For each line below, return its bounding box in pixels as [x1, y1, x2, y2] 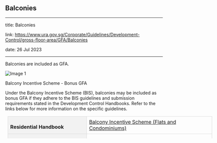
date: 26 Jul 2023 [5, 46, 42, 52]
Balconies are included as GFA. [5, 61, 69, 67]
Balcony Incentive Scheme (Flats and [89, 119, 176, 126]
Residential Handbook [10, 124, 64, 131]
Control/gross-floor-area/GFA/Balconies [5, 37, 88, 43]
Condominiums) [89, 125, 126, 132]
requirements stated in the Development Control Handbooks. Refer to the [5, 100, 156, 106]
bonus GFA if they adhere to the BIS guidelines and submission [5, 95, 135, 101]
